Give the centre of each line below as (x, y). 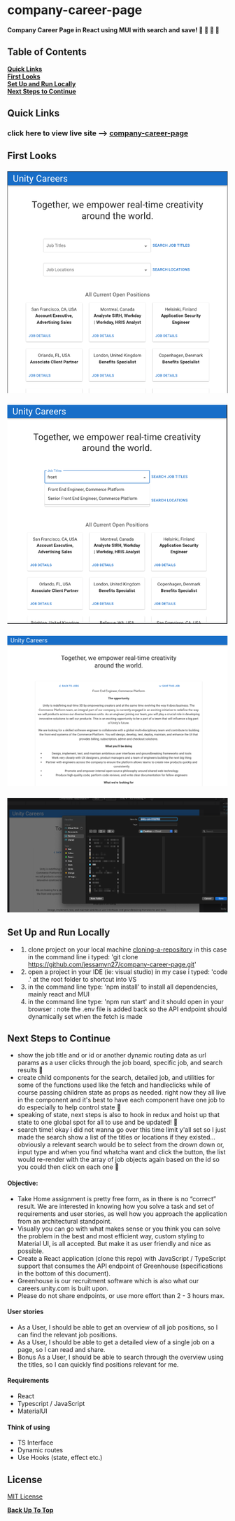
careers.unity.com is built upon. (63, 1288)
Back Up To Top (30, 1510)
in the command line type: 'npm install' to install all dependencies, (123, 987)
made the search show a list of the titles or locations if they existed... (116, 1137)
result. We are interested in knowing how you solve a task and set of (116, 1206)
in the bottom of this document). (64, 1273)
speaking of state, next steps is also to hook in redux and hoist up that (119, 1115)
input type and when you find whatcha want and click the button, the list (121, 1152)
